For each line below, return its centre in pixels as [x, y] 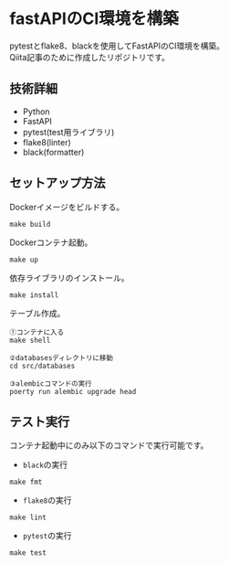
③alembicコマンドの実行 [51, 384]
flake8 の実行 [47, 500]
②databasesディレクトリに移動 [62, 357]
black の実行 [45, 465]
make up [24, 260]
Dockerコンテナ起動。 [51, 242]
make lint [28, 517]
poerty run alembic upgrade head [73, 391]
